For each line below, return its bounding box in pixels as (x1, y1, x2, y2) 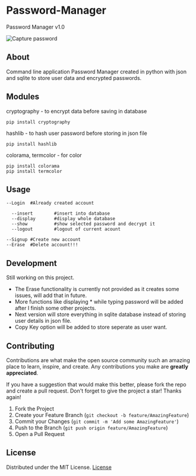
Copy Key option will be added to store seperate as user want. (14, 323, 167, 331)
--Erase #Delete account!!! (6, 242, 78, 248)
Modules (6, 92, 40, 102)
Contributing (6, 341, 55, 351)
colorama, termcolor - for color (6, 152, 82, 159)
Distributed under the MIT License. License (6, 463, 112, 471)
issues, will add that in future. (14, 292, 87, 299)
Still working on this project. (6, 274, 74, 281)
